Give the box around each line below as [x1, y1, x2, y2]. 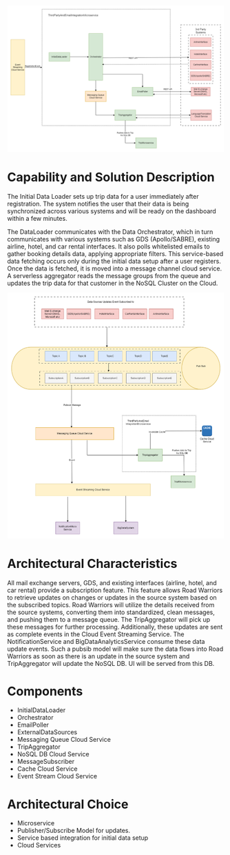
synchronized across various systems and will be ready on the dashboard [7, 206, 217, 215]
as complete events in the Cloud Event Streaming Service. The [7, 630, 185, 638]
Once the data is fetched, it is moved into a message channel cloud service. [7, 264, 222, 273]
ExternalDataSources [17, 728, 78, 736]
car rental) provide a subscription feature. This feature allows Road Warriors [7, 586, 223, 594]
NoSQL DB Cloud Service [17, 750, 90, 758]
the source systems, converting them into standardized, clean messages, [7, 608, 215, 616]
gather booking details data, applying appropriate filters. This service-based [7, 249, 224, 257]
